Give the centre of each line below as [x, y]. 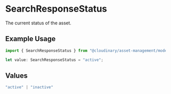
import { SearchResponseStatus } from [46, 51]
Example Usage [31, 39]
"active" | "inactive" [29, 87]
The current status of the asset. [38, 23]
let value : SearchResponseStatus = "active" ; [54, 60]
